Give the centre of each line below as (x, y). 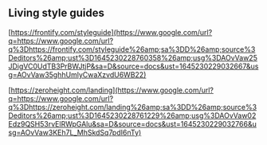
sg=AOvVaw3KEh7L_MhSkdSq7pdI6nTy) (75, 132)
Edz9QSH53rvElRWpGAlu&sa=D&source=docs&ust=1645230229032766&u (132, 123)
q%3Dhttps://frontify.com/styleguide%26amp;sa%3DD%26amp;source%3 (132, 49)
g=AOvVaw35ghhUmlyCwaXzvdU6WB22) (77, 74)
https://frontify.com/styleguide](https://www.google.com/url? (112, 32)
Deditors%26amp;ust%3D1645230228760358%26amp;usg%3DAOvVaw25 (133, 57)
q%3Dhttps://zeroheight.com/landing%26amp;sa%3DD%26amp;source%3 (133, 107)
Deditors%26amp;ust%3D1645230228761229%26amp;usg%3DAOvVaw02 (132, 116)
